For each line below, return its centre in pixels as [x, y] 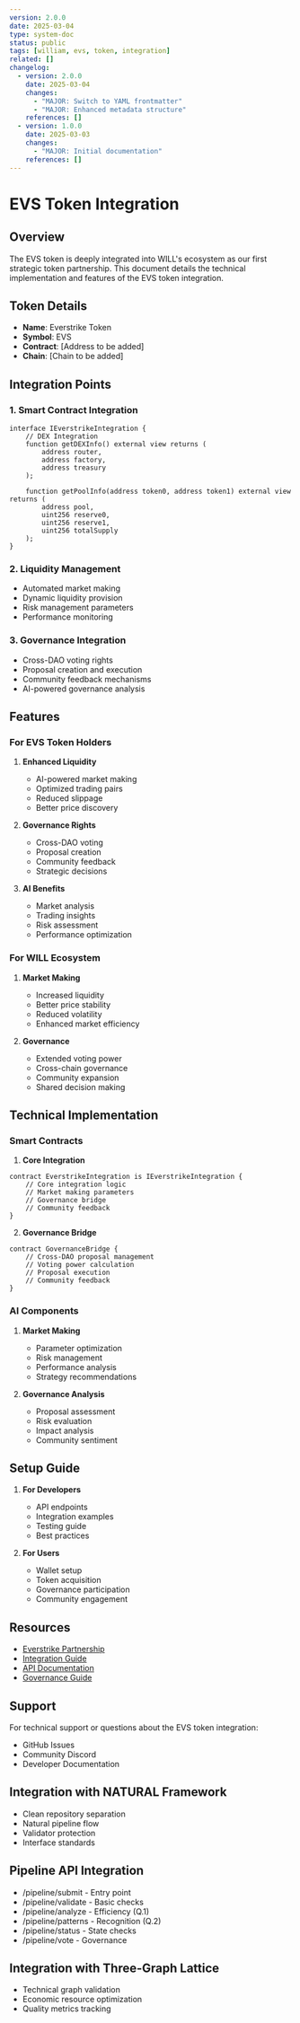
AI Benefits [44, 889]
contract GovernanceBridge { [64, 1249]
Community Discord [59, 1755]
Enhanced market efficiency [88, 1024]
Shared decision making [80, 1086]
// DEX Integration [62, 436]
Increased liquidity [70, 995]
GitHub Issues [48, 1745]
